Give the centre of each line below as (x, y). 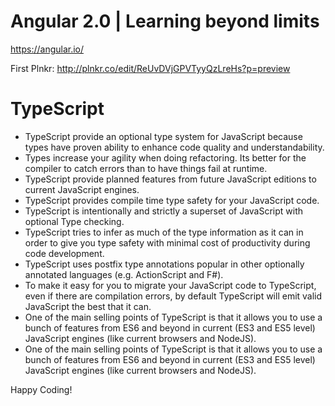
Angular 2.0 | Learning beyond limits (165, 21)
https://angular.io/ (47, 49)
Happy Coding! (41, 389)
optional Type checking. (74, 221)
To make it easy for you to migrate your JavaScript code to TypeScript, (170, 285)
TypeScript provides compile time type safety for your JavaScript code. (172, 200)
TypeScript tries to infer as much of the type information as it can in (164, 232)
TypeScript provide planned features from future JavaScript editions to (170, 179)
